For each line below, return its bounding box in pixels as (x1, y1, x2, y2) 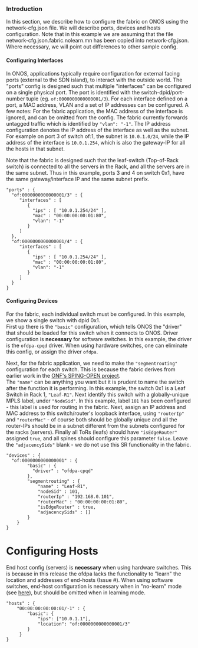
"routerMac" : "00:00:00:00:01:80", (37, 499, 128, 505)
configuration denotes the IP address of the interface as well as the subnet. (6, 126, 189, 133)
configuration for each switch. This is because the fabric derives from (6, 365, 176, 373)
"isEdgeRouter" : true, (37, 504, 96, 510)
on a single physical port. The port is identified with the (6, 89, 140, 96)
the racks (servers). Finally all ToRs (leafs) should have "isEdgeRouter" (6, 428, 178, 436)
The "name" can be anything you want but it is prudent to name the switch (6, 378, 184, 385)
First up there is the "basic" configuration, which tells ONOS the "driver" (6, 323, 182, 330)
